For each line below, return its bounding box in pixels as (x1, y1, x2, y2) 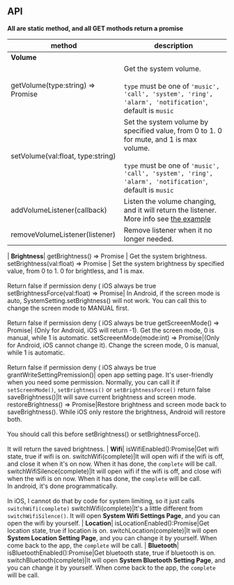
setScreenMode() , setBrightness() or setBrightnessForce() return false (7, 385, 211, 394)
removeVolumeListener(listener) (10, 230, 116, 239)
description (154, 40, 194, 50)
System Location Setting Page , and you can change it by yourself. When (7, 533, 217, 542)
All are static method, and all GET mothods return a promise (7, 24, 183, 32)
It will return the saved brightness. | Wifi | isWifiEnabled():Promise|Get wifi (7, 445, 219, 453)
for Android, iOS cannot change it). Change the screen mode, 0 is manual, (7, 341, 219, 349)
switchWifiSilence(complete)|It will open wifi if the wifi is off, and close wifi (7, 467, 221, 475)
